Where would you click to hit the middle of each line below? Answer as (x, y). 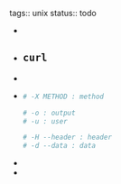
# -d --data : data (59, 146)
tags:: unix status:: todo (53, 13)
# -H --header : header (67, 138)
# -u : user (45, 121)
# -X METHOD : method (63, 97)
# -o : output (49, 113)
